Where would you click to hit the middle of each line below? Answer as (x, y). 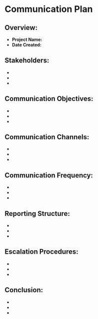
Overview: (21, 28)
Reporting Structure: (37, 214)
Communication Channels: (47, 137)
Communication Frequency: (49, 175)
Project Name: (27, 39)
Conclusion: (24, 290)
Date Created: (27, 45)
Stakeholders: (27, 61)
